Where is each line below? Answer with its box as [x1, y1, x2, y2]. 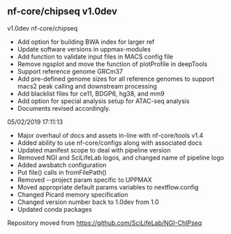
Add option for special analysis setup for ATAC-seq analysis [17, 97, 190, 105]
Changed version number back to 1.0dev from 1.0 [17, 198, 159, 206]
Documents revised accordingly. [17, 104, 111, 112]
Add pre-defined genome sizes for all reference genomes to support [17, 75, 215, 83]
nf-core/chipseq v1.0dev [7, 6, 117, 17]
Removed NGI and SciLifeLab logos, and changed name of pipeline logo [17, 153, 225, 162]
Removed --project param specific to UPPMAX [17, 175, 152, 184]
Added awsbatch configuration [17, 160, 107, 169]
